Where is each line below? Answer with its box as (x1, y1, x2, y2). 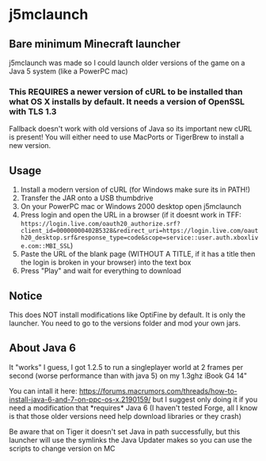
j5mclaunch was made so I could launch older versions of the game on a (9, 58, 245, 67)
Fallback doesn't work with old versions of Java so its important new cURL (9, 124, 253, 134)
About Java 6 (9, 341, 76, 355)
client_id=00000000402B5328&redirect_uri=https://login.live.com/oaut (20, 227, 259, 235)
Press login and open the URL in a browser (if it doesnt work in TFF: (20, 210, 241, 219)
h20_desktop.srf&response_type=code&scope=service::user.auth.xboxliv (20, 234, 259, 242)
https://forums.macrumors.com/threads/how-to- (78, 386, 237, 395)
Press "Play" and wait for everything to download (20, 266, 181, 276)
